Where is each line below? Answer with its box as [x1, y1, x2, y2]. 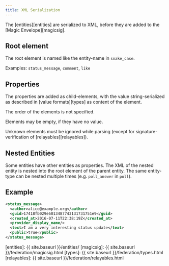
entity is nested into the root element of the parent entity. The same [5, 168, 147, 174]
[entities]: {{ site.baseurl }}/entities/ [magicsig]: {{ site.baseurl [5, 244, 135, 250]
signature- [135, 129, 158, 135]
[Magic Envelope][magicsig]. [5, 27, 66, 33]
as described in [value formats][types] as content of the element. [5, 99, 142, 105]
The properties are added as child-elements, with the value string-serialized [5, 93, 165, 100]
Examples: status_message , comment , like [5, 65, 91, 71]
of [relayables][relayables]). [30, 134, 88, 140]
